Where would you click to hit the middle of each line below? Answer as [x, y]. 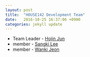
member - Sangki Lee [35, 44]
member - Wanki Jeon [36, 49]
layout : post [19, 10]
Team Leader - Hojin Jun [39, 39]
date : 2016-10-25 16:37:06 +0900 [43, 19]
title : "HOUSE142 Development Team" [45, 15]
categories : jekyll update [34, 24]
